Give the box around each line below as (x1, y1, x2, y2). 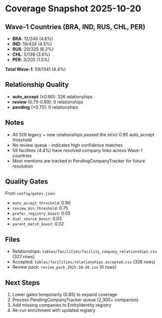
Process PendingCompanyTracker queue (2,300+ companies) (12, 297, 139, 303)
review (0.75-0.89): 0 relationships (12, 99, 83, 105)
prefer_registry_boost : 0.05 (12, 210, 71, 216)
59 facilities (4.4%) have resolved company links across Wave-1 (12, 147, 143, 153)
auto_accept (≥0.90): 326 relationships (12, 93, 93, 99)
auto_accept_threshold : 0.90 (12, 200, 71, 206)
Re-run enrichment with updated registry (12, 307, 96, 314)
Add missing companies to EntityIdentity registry (12, 302, 112, 308)
